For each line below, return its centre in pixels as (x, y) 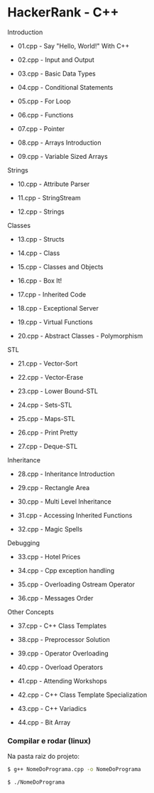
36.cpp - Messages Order (55, 598)
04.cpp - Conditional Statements (65, 87)
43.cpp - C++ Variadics (52, 708)
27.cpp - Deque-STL (48, 446)
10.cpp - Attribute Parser (54, 184)
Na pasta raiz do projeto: (44, 757)
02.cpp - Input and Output (56, 59)
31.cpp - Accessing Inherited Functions (75, 515)
